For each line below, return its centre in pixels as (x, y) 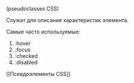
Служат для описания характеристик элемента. (68, 20)
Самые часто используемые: (43, 32)
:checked (26, 56)
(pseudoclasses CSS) (33, 9)
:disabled (26, 62)
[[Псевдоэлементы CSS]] (38, 74)
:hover (23, 43)
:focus (23, 50)
